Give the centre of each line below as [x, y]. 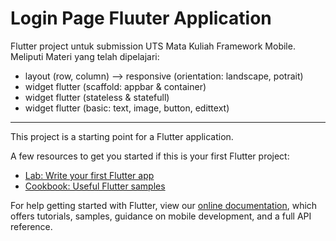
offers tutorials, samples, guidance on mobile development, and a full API [161, 216]
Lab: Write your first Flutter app [89, 175]
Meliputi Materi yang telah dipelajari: [85, 56]
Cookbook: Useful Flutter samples [95, 186]
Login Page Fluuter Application [141, 18]
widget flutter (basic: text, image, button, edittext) [127, 108]
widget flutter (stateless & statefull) [97, 97]
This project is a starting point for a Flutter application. [122, 136]
